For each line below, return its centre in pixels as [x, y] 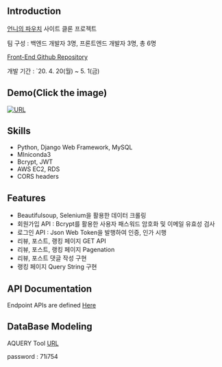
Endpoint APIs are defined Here [52, 305]
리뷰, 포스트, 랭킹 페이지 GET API [61, 241]
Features [26, 198]
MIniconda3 [34, 155]
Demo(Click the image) [57, 93]
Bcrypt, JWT [35, 162]
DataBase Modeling [50, 327]
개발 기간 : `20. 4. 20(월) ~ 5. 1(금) [53, 71]
